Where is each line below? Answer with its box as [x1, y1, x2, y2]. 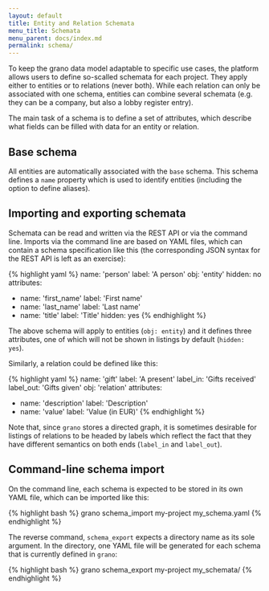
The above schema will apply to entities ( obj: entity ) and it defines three [8, 326, 252, 336]
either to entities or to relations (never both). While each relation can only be [8, 81, 261, 91]
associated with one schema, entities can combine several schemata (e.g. [8, 89, 253, 99]
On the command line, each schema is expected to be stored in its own [8, 483, 243, 494]
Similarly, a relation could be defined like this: [8, 358, 158, 368]
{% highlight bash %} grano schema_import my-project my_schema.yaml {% [8, 507, 262, 518]
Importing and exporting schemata [8, 206, 186, 221]
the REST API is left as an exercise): [8, 254, 126, 263]
